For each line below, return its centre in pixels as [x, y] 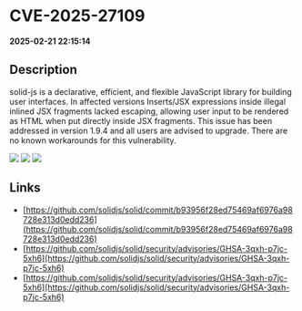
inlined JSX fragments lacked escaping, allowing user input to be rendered [149, 111]
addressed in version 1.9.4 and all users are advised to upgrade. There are [149, 130]
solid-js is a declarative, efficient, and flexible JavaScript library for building [151, 91]
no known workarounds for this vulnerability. [93, 140]
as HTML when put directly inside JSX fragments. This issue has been [141, 120]
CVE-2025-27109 [77, 16]
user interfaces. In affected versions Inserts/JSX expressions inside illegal [148, 101]
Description [43, 70]
